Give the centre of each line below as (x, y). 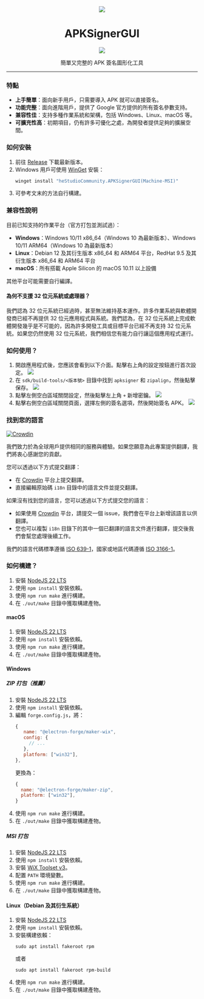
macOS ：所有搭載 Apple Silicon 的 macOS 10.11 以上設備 (86, 268)
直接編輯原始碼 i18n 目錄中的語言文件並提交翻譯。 (78, 487)
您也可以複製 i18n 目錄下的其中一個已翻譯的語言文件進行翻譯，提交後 (102, 528)
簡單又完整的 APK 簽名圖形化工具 (102, 63)
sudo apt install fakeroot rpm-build (63, 970)
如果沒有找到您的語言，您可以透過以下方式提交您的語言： (78, 500)
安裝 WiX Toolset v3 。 (43, 868)
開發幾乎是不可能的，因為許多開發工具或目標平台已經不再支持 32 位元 (99, 326)
